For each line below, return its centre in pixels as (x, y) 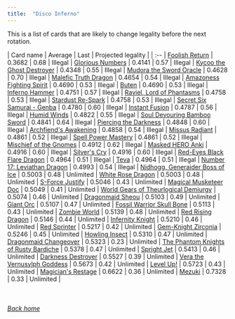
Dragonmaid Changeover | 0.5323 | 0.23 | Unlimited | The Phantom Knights (116, 241)
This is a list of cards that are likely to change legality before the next (107, 34)
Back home (24, 308)
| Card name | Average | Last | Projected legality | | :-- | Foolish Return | (110, 55)
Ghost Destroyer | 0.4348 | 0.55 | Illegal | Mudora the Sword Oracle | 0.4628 (117, 70)
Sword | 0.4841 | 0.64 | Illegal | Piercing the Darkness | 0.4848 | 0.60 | (109, 122)
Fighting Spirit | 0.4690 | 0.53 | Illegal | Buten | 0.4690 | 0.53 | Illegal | (108, 84)
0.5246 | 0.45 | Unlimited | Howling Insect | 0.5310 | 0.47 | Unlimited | (107, 234)
